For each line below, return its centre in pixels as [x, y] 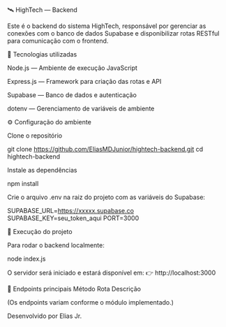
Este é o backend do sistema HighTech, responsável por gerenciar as [107, 26]
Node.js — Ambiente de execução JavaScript [73, 68]
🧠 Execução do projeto [40, 232]
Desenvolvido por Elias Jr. [45, 316]
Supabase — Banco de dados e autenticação [72, 95]
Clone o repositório [35, 136]
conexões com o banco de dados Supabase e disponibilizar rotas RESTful [113, 33]
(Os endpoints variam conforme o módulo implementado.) [91, 302]
